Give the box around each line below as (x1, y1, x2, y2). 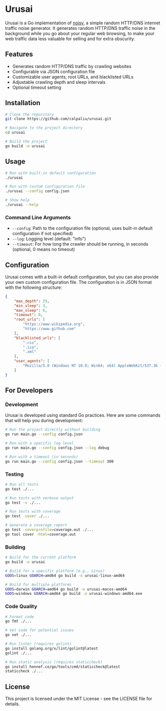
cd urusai (5, 130, 26, 135)
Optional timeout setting (12, 84, 62, 90)
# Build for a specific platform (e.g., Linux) (5, 568, 105, 574)
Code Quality (5, 603, 38, 610)
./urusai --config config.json (5, 189, 70, 194)
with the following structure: (5, 284, 62, 290)
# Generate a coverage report (5, 522, 68, 528)
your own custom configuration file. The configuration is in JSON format (5, 279, 152, 285)
